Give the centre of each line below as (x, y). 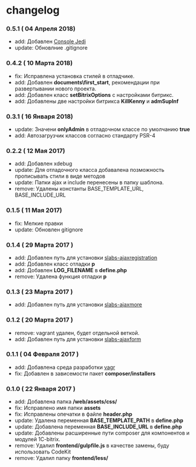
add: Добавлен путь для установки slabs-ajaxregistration (86, 257)
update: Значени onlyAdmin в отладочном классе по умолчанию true (102, 129)
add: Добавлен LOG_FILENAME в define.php (71, 270)
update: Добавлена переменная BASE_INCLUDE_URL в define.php (98, 427)
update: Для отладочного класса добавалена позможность (89, 170)
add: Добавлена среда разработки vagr (65, 367)
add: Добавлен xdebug (43, 164)
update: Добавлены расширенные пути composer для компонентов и (102, 433)
